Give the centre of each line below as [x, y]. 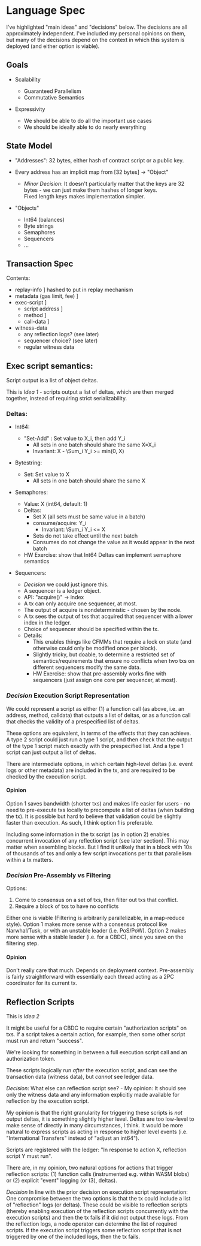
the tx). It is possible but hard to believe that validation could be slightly [94, 816]
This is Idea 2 [23, 1016]
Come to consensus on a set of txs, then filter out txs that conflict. [96, 900]
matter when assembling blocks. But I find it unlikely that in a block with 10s [99, 847]
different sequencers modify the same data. [87, 667]
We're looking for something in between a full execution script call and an [97, 1052]
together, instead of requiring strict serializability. [67, 399]
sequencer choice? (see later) [61, 341]
